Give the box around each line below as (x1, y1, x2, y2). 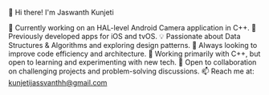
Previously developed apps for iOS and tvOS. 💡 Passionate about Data (8, 32, 241, 41)
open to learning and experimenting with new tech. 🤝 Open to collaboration (8, 57, 257, 67)
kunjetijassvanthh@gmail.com (8, 78, 108, 87)
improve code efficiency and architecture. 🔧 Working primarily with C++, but (8, 49, 261, 58)
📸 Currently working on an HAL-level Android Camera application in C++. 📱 (8, 23, 257, 32)
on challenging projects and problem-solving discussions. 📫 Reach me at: (8, 66, 255, 76)
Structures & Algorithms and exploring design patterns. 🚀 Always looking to (8, 41, 258, 49)
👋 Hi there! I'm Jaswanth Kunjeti (8, 8, 114, 17)
